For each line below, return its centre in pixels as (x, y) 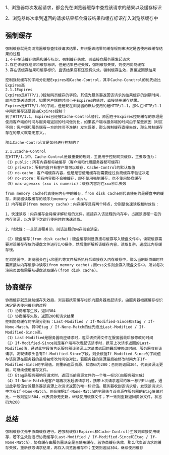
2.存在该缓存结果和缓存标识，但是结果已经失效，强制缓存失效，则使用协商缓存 (75, 65)
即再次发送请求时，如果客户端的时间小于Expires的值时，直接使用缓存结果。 (73, 100)
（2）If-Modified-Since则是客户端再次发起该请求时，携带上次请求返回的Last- (78, 343)
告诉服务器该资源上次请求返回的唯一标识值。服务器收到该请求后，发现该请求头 (93, 386)
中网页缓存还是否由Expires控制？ (36, 111)
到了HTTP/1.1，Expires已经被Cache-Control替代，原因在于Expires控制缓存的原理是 (84, 116)
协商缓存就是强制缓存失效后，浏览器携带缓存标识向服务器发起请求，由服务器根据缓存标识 (84, 300)
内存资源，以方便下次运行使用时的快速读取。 (45, 219)
